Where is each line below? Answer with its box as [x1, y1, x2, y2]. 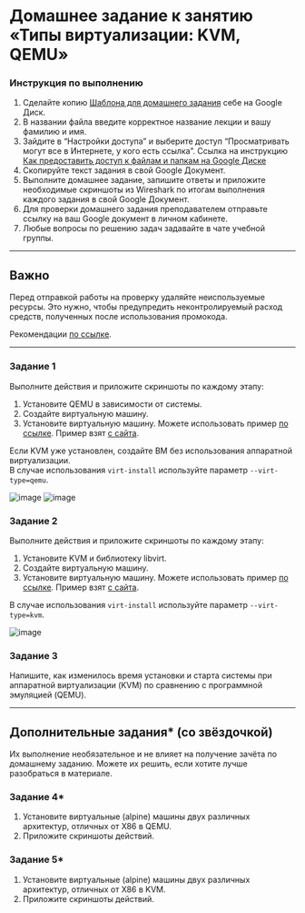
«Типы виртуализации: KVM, [9, 25, 241, 46]
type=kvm [9, 611, 43, 620]
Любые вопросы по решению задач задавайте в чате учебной [22, 223, 266, 234]
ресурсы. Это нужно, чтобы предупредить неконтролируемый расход [9, 301, 283, 312]
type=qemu [9, 475, 47, 485]
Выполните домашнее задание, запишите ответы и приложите [22, 175, 266, 186]
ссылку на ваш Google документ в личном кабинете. [22, 213, 229, 224]
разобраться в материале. [9, 768, 113, 778]
